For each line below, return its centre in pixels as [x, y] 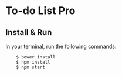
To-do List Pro [40, 11]
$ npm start [30, 67]
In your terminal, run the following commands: [61, 46]
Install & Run [29, 32]
